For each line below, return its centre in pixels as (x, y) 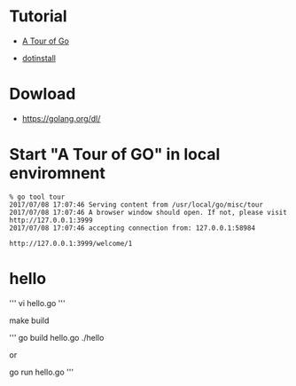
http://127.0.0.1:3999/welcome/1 (71, 243)
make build (29, 320)
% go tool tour (37, 197)
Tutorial (39, 16)
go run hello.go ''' (41, 372)
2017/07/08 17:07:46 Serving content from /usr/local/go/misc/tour (136, 205)
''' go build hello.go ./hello (57, 337)
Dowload (43, 94)
